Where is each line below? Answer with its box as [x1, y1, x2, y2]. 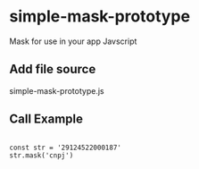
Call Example [9, 112, 83, 127]
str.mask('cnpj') [9, 150, 74, 160]
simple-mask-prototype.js [9, 85, 104, 96]
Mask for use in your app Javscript [9, 36, 137, 46]
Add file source [9, 62, 96, 77]
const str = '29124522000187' [9, 143, 122, 152]
